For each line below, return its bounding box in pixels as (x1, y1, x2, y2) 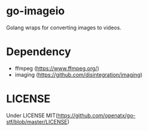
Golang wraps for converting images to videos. (6, 24, 122, 31)
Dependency (6, 45, 72, 59)
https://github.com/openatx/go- (57, 112, 136, 119)
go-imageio (6, 4, 65, 18)
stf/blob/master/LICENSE (6, 118, 67, 125)
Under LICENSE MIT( (6, 112, 58, 119)
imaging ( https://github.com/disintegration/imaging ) (14, 71, 143, 78)
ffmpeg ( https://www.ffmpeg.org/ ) (14, 65, 100, 72)
